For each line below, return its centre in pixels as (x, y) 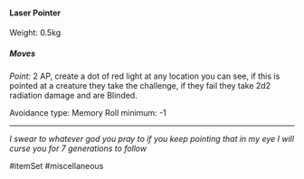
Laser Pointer (35, 13)
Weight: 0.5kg (35, 33)
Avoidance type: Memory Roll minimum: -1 (88, 113)
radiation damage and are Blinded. (73, 96)
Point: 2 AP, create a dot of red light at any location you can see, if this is (145, 76)
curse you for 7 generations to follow (78, 148)
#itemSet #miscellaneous (57, 166)
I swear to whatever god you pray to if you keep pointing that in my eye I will (152, 139)
